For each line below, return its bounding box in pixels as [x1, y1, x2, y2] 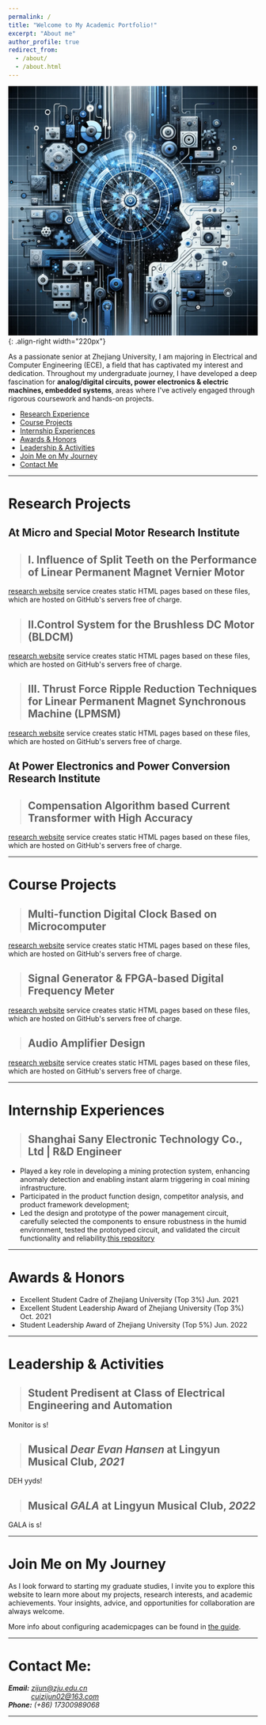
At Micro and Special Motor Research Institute [8, 526, 240, 540]
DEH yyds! [8, 1476, 43, 1486]
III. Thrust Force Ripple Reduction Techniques [27, 682, 257, 696]
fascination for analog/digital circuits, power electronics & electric [8, 377, 229, 386]
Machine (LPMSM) [27, 707, 121, 720]
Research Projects [8, 495, 131, 513]
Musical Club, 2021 [27, 1455, 124, 1469]
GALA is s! [8, 1520, 42, 1529]
